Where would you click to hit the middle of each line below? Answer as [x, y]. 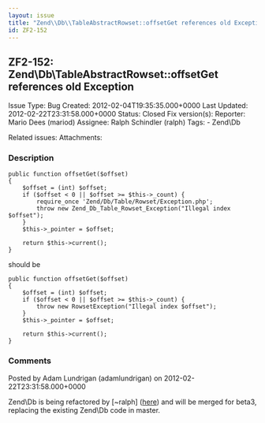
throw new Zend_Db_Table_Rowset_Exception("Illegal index [134, 209]
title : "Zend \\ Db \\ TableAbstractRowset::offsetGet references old [119, 23]
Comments [30, 361]
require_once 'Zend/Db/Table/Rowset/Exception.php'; [125, 202]
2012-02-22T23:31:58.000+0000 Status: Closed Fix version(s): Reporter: [127, 114]
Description [31, 158]
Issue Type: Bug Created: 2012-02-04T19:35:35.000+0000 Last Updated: [128, 106]
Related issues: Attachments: [55, 138]
